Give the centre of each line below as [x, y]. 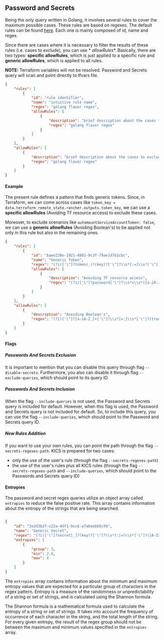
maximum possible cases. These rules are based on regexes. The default [79, 25]
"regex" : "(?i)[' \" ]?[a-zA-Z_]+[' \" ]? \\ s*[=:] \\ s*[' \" [88, 319]
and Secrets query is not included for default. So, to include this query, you [81, 412]
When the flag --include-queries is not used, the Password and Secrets [78, 402]
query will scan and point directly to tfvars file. [52, 75]
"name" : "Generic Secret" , [41, 531]
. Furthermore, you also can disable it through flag [88, 373]
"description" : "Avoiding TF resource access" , [98, 278]
